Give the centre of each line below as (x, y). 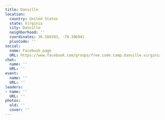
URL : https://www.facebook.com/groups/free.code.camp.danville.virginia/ (86, 55)
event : (12, 73)
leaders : (14, 87)
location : (15, 14)
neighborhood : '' (27, 32)
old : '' (17, 105)
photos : (13, 101)
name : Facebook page (30, 50)
